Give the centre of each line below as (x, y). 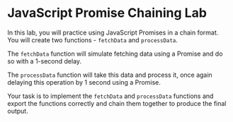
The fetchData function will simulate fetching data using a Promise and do (115, 54)
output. (18, 111)
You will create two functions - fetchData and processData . (93, 39)
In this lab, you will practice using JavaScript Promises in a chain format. (113, 32)
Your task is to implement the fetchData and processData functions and (110, 96)
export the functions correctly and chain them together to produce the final (117, 103)
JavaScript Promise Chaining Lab (107, 13)
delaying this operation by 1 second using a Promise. (84, 82)
